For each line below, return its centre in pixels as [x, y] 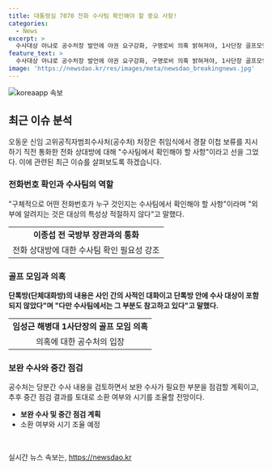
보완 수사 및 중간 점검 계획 [60, 414]
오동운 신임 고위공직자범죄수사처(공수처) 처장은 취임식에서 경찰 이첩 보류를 [125, 142]
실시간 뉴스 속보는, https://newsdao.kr [70, 457]
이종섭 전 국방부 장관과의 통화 [86, 235]
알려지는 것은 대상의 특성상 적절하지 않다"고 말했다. [104, 214]
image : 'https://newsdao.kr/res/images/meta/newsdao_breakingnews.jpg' [132, 69]
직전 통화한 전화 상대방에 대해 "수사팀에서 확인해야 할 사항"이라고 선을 [134, 151]
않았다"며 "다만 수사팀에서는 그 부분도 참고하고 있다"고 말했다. [121, 306]
